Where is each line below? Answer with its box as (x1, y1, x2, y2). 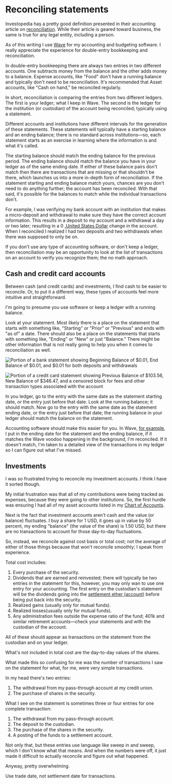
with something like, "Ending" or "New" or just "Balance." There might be (5, 336, 160, 342)
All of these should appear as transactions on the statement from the (5, 634, 151, 640)
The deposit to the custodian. (12, 721, 75, 727)
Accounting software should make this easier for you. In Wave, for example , (5, 425, 166, 431)
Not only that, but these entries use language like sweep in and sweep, (5, 742, 155, 748)
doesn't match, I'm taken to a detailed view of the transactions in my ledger (5, 441, 165, 447)
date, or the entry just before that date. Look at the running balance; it (5, 398, 153, 405)
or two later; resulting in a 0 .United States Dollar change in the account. (5, 222, 158, 229)
